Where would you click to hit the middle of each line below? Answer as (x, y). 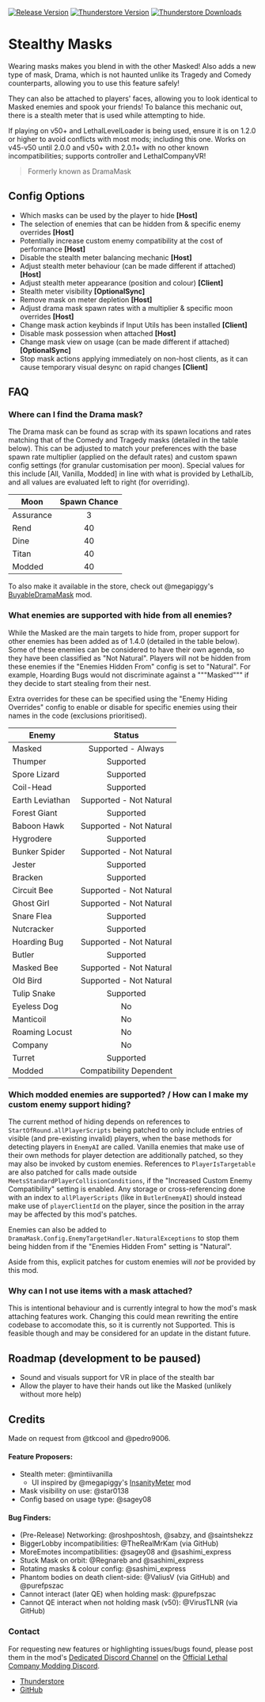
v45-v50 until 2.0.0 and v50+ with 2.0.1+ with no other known (109, 148)
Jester (24, 864)
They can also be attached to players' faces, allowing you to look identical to (133, 98)
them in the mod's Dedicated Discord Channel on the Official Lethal (118, 1657)
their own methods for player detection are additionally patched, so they (126, 1156)
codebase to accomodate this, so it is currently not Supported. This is (122, 1325)
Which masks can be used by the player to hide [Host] (108, 215)
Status (126, 735)
